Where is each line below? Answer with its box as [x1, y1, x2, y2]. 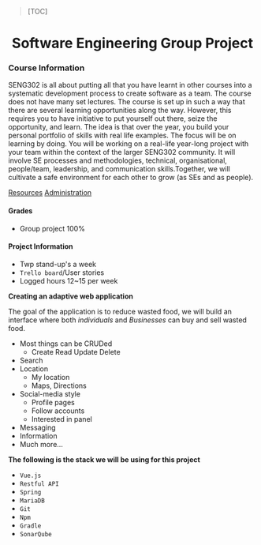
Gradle [19, 521, 42, 530]
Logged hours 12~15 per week [19, 276, 118, 285]
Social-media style [19, 389, 81, 398]
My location [31, 372, 70, 381]
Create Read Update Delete [31, 347, 121, 356]
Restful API [19, 479, 59, 488]
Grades [8, 206, 33, 216]
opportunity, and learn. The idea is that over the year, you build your [8, 122, 229, 132]
